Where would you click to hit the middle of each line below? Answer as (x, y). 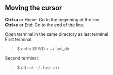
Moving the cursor (33, 8)
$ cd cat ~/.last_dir (38, 67)
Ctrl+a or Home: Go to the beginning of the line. (53, 19)
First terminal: (19, 39)
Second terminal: (22, 58)
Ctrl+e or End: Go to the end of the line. (45, 25)
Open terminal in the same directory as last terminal (56, 34)
